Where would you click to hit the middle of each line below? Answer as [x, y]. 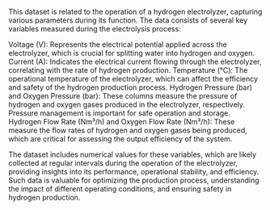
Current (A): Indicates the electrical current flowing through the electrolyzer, [135, 61]
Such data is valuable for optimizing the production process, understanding [134, 180]
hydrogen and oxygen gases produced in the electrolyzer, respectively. [127, 105]
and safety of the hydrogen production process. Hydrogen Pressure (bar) [131, 87]
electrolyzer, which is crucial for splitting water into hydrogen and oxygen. [131, 53]
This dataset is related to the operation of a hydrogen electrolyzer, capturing [135, 12]
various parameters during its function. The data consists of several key [128, 20]
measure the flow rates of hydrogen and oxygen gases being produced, [128, 130]
